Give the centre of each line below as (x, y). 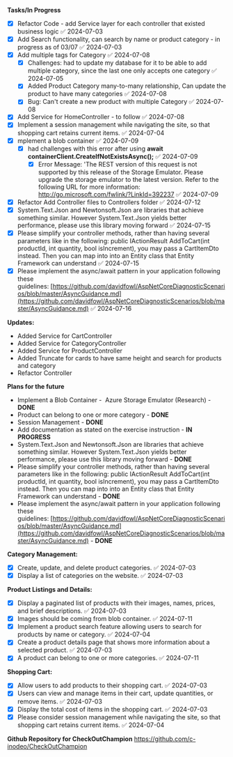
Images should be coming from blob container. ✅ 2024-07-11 (105, 619)
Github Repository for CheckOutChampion (70, 739)
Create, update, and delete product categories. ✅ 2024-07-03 (106, 567)
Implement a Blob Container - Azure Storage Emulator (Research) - (114, 399)
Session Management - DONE (60, 422)
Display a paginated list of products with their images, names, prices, (116, 603)
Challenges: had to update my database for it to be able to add (117, 63)
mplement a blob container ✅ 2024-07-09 (78, 140)
